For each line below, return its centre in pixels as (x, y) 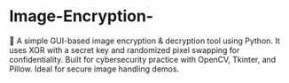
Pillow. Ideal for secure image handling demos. (94, 69)
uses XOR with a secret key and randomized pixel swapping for (125, 49)
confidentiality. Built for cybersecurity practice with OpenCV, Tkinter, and (143, 59)
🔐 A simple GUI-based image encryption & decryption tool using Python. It (145, 41)
